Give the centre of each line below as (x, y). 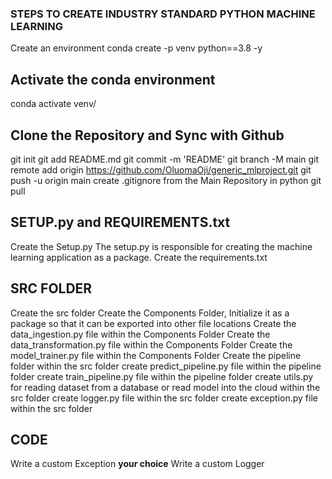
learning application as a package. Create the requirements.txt (139, 257)
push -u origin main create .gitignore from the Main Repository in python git (166, 180)
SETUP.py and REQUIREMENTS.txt (120, 222)
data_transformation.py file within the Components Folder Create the (151, 344)
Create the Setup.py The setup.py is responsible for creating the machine (161, 246)
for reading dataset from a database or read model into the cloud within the (165, 387)
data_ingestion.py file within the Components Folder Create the (140, 334)
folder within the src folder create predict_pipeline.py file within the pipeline (166, 366)
